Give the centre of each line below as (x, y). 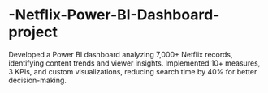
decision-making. (38, 80)
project (33, 32)
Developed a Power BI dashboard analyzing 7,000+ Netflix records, (121, 54)
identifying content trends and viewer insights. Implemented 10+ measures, (134, 63)
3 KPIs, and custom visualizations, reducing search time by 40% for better (133, 71)
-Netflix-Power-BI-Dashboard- (114, 15)
